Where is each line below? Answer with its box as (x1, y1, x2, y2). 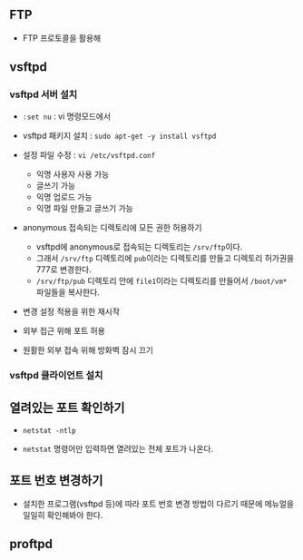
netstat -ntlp (22, 427, 76, 436)
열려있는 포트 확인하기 (9, 399, 125, 416)
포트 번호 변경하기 (9, 472, 103, 488)
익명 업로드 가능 (35, 191, 93, 202)
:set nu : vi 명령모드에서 (22, 111, 112, 122)
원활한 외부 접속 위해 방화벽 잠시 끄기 (22, 344, 154, 355)
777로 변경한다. (35, 263, 93, 275)
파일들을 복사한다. (35, 286, 100, 298)
